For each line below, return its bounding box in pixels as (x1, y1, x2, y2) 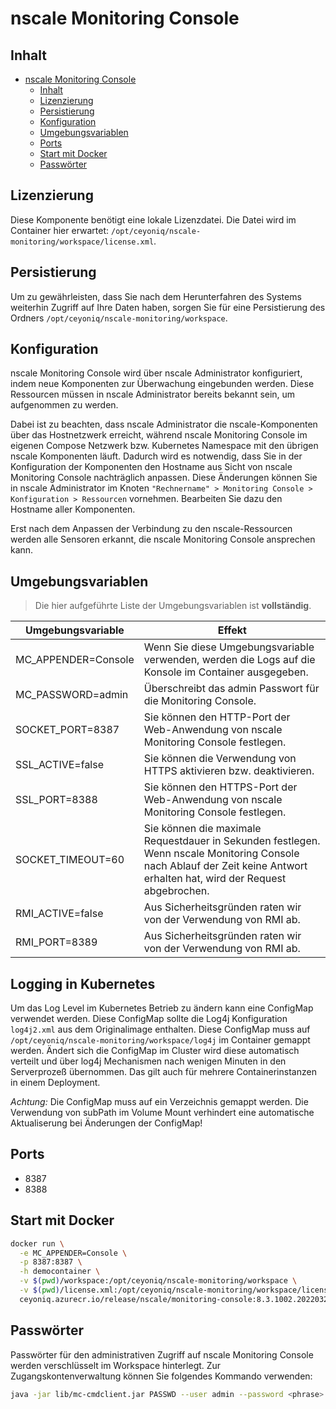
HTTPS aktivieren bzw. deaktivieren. (143, 764, 315, 778)
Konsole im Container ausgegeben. (143, 665, 309, 679)
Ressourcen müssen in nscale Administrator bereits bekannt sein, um (10, 388, 296, 401)
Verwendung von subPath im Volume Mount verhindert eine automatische (10, 1107, 315, 1119)
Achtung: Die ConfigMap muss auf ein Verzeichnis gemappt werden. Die (10, 1096, 309, 1108)
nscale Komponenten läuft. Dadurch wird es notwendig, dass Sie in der (10, 450, 303, 462)
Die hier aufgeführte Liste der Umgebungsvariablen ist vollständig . (34, 600, 312, 612)
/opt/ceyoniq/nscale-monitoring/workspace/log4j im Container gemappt (10, 1034, 311, 1046)
